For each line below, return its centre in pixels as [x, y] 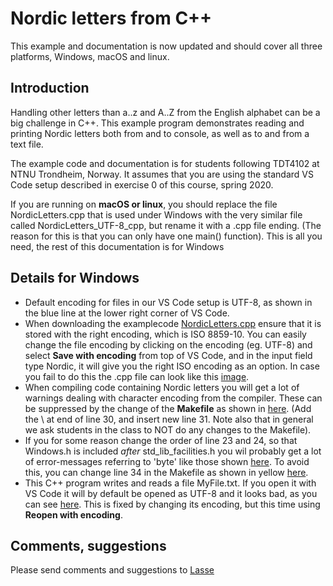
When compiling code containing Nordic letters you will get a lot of [162, 387]
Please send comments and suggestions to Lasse [112, 570]
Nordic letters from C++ [111, 18]
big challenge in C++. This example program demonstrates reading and [157, 123]
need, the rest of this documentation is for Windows [117, 246]
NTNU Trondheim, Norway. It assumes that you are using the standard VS [162, 174]
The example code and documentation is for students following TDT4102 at [165, 163]
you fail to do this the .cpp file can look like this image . [137, 376]
